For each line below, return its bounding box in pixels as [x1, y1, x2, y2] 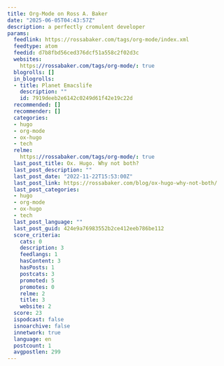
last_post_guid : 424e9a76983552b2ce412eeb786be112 [13, 225, 164, 232]
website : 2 [20, 303, 52, 310]
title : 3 [20, 297, 45, 304]
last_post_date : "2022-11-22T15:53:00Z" [13, 173, 133, 180]
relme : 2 [20, 290, 45, 297]
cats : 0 [20, 238, 42, 245]
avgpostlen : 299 [13, 349, 61, 356]
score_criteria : [13, 232, 61, 239]
